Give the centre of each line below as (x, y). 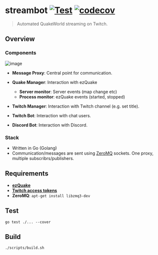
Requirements (27, 174)
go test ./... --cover (28, 222)
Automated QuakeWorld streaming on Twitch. (62, 24)
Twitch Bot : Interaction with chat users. (51, 115)
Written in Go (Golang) (34, 148)
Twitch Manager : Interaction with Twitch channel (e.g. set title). (76, 106)
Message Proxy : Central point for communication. (62, 73)
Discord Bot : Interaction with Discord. (50, 125)
